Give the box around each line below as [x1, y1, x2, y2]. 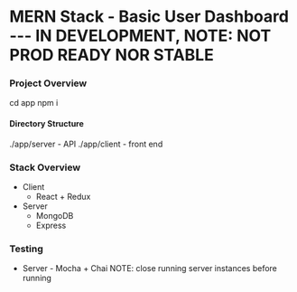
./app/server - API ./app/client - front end [9, 138, 163, 149]
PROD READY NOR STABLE [9, 45, 214, 65]
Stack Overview [9, 161, 81, 174]
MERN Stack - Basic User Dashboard [9, 6, 289, 27]
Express [35, 220, 67, 231]
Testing [9, 242, 43, 255]
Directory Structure [9, 118, 84, 129]
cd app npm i [9, 98, 59, 108]
